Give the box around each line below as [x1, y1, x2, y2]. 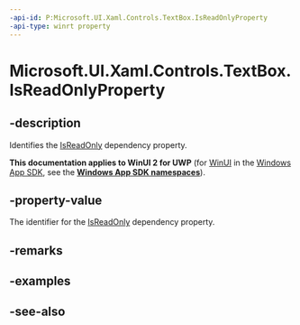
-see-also [9, 304, 66, 320]
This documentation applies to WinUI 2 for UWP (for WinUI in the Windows [9, 157, 291, 168]
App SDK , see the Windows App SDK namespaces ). [9, 166, 205, 177]
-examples [9, 274, 71, 289]
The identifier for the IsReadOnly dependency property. [9, 217, 215, 227]
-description [9, 116, 81, 131]
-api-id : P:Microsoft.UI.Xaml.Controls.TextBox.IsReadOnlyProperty [9, 13, 268, 23]
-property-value [9, 192, 103, 208]
